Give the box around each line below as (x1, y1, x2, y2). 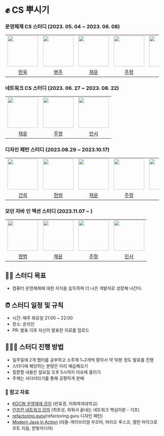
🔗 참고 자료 (5, 388, 29, 395)
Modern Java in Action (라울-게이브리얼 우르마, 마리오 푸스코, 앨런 (12, 419, 141, 425)
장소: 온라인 (12, 321, 35, 327)
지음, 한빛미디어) (21, 425, 53, 431)
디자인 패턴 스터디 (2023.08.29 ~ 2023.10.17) (5, 146, 110, 153)
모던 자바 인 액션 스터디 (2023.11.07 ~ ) (5, 208, 93, 215)
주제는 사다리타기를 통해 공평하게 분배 (12, 375, 84, 381)
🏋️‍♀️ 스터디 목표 (5, 271, 46, 280)
